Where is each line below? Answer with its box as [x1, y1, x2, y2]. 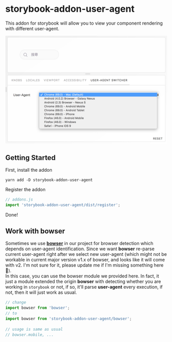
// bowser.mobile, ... [5, 332, 54, 337]
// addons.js [5, 197, 33, 203]
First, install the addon [5, 167, 52, 173]
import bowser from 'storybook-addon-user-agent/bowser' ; [5, 316, 132, 321]
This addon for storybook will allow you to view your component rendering [5, 20, 163, 26]
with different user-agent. [5, 25, 60, 31]
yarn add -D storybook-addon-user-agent [5, 177, 93, 183]
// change [5, 299, 27, 305]
